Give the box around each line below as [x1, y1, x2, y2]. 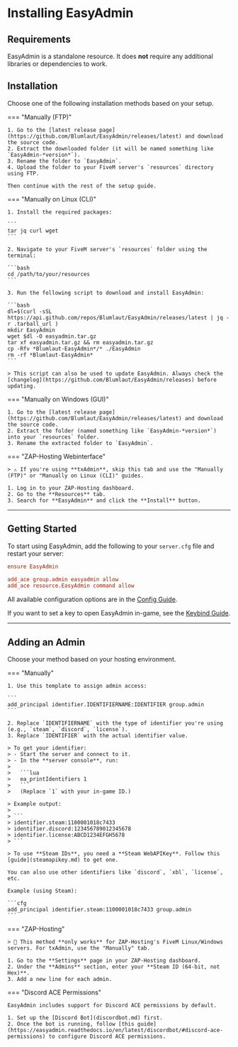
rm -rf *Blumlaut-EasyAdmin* [7, 351, 93, 358]
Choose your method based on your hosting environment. [7, 655, 176, 664]
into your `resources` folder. [7, 433, 100, 441]
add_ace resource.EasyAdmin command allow [7, 582, 135, 590]
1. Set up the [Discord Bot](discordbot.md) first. [7, 1014, 163, 1021]
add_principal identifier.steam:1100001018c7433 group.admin [7, 906, 192, 914]
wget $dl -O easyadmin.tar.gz [7, 332, 97, 340]
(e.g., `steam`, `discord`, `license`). [7, 726, 129, 733]
